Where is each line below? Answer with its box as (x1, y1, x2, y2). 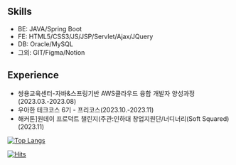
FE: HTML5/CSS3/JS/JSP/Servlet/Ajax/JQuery (17, 32, 154, 41)
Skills (7, 6, 32, 18)
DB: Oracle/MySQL (17, 39, 73, 48)
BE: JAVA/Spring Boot (17, 24, 82, 33)
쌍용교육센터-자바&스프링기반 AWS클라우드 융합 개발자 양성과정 (17, 89, 195, 97)
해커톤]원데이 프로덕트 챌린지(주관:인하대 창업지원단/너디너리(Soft (17, 114, 201, 123)
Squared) (202, 114, 230, 123)
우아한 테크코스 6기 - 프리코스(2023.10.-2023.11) (17, 105, 154, 114)
